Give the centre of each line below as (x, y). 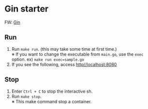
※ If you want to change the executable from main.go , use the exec (77, 54)
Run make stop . (26, 96)
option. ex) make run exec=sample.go (48, 59)
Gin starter (27, 9)
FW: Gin (12, 22)
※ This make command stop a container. (52, 101)
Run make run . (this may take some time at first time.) (64, 49)
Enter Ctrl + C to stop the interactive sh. (52, 91)
